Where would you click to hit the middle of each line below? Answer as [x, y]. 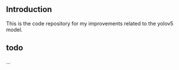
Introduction [29, 10]
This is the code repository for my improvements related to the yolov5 [90, 23]
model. [14, 30]
